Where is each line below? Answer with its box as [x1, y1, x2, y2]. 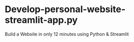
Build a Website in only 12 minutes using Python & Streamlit [5, 31, 129, 37]
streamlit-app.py [5, 14, 78, 26]
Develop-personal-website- [5, 4, 126, 15]
